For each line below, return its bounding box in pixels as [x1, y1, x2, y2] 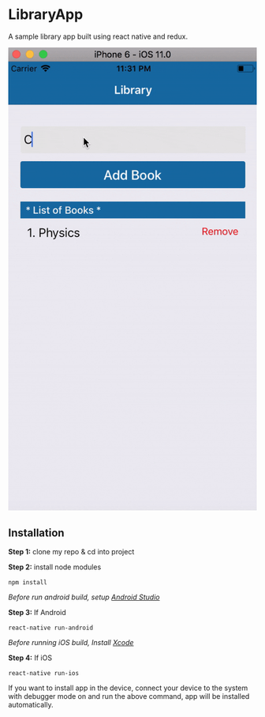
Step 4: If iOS [8, 653, 53, 663]
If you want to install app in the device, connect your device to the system [8, 683, 248, 693]
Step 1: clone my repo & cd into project [8, 547, 135, 557]
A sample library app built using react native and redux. [8, 32, 188, 41]
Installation [8, 526, 65, 539]
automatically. [8, 700, 54, 710]
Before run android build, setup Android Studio [8, 592, 160, 602]
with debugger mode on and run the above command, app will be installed [8, 692, 250, 701]
